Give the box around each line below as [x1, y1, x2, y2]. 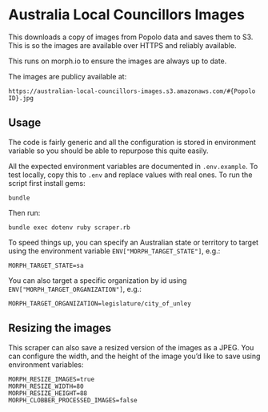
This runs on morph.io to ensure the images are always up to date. [8, 56, 227, 66]
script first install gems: [8, 178, 86, 188]
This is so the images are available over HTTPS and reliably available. [8, 40, 237, 50]
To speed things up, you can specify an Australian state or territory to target [8, 237, 258, 247]
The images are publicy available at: [8, 71, 127, 81]
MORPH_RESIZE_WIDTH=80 [8, 382, 84, 390]
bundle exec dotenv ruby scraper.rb [8, 223, 130, 232]
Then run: [8, 208, 41, 217]
